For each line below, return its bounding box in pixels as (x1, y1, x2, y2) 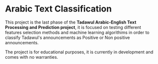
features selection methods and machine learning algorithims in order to (5, 29, 150, 35)
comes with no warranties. (5, 54, 58, 60)
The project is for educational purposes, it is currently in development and (5, 49, 154, 55)
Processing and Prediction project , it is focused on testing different (5, 24, 141, 30)
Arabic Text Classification (5, 3, 112, 14)
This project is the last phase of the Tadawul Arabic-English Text (5, 19, 137, 25)
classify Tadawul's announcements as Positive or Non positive (5, 35, 130, 40)
